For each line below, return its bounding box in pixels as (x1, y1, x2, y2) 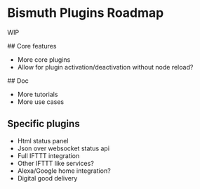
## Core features (7, 41, 57, 50)
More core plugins (17, 55, 71, 64)
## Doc (7, 76, 29, 85)
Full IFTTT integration (17, 151, 80, 159)
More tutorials (17, 90, 58, 98)
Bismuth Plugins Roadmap (7, 5, 164, 21)
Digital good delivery (17, 174, 78, 182)
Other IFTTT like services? (17, 159, 95, 167)
